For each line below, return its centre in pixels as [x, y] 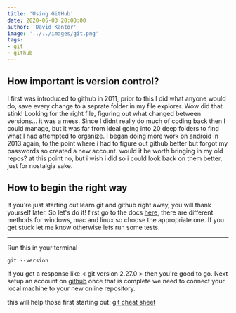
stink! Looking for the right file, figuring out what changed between [104, 113]
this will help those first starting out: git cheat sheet [81, 302]
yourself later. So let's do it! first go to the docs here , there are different [110, 212]
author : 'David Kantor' [42, 27]
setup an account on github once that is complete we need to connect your [116, 281]
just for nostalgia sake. [40, 165]
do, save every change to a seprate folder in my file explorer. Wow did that [115, 106]
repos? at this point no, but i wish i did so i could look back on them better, [115, 158]
